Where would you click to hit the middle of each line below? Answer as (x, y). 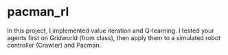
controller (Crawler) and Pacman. (54, 45)
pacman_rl (38, 12)
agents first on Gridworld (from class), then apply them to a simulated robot (114, 37)
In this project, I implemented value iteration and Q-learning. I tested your (111, 31)
